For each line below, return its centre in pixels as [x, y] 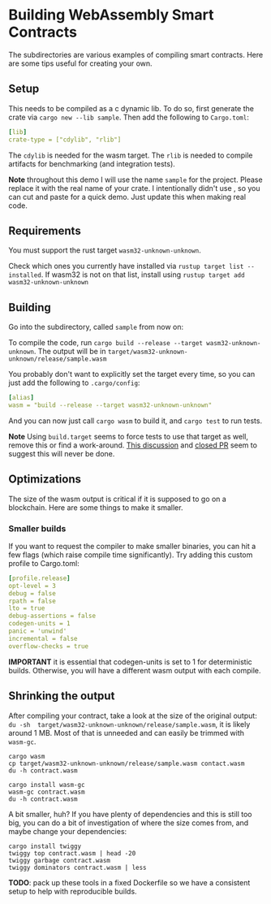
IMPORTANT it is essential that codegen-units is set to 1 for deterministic [131, 662]
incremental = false [43, 638]
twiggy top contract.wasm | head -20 [72, 853]
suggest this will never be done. [62, 453]
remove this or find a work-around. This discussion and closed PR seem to [133, 445]
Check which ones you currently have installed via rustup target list [126, 266]
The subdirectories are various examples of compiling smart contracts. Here [136, 54]
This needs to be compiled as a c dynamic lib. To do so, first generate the [131, 108]
